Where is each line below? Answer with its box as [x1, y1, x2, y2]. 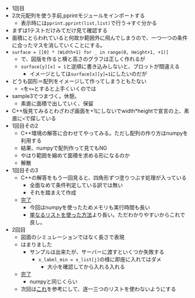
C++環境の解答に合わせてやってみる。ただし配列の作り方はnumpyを [20, 129, 188, 137]
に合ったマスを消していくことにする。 [11, 42, 106, 49]
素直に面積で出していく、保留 [20, 100, 94, 107]
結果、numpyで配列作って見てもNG [20, 144, 108, 151]
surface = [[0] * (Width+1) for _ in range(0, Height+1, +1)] [11, 49, 169, 55]
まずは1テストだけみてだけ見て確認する [11, 27, 108, 34]
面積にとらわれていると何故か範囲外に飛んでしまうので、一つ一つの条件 [11, 34, 188, 41]
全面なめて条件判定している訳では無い [29, 182, 123, 188]
